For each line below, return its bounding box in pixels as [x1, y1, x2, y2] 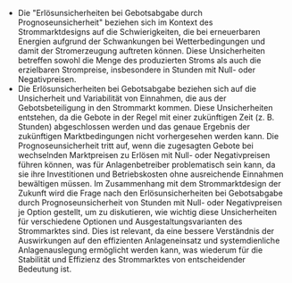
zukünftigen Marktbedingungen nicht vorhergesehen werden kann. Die [17, 131, 279, 141]
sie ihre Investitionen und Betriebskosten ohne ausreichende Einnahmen [17, 169, 284, 179]
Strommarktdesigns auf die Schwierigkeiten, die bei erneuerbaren [17, 27, 261, 37]
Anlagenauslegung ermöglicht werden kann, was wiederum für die [17, 245, 263, 255]
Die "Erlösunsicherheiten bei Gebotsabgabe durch [17, 8, 204, 18]
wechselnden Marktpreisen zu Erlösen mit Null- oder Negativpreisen [17, 150, 271, 160]
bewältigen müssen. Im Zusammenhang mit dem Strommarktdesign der [17, 179, 281, 188]
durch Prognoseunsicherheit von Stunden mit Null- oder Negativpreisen [17, 197, 283, 208]
